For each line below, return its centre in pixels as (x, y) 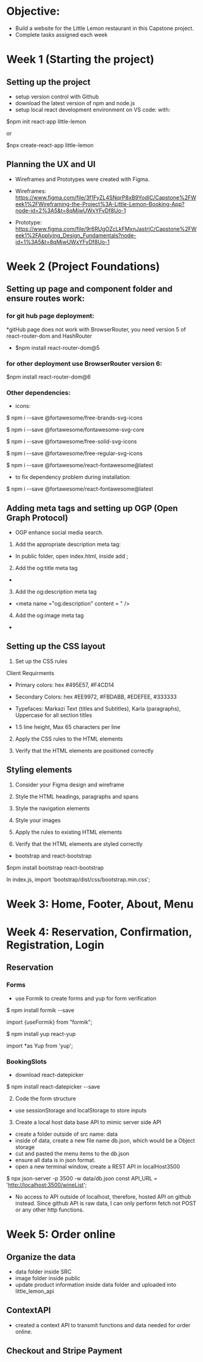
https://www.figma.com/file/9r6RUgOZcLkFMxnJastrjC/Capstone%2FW (106, 229)
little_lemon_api (34, 1291)
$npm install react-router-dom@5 (57, 347)
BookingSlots (27, 1061)
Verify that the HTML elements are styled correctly (79, 844)
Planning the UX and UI (51, 164)
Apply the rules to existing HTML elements (69, 832)
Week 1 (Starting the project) (80, 60)
